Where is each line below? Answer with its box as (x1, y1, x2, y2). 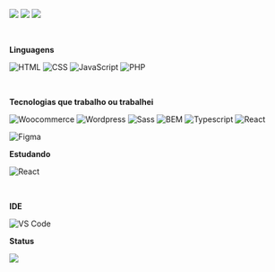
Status (9, 236, 35, 246)
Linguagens (9, 45, 55, 55)
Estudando (9, 149, 51, 159)
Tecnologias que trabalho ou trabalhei (9, 97, 154, 107)
